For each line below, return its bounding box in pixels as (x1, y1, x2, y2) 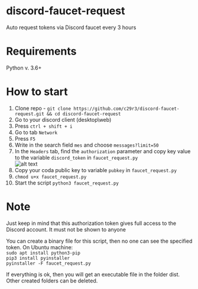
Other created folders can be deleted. (6, 277, 98, 284)
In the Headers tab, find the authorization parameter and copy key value (14, 147, 191, 155)
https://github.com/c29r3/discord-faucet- (73, 106, 180, 112)
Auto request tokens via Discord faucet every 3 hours (6, 24, 137, 31)
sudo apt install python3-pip (6, 250, 81, 256)
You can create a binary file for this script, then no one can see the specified (6, 237, 193, 244)
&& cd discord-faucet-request (46, 111, 121, 117)
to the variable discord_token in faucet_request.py (14, 154, 138, 161)
